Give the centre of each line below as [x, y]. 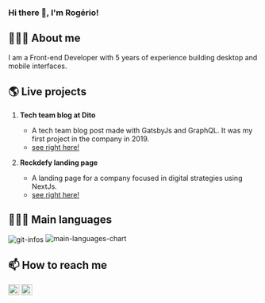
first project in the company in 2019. [90, 139]
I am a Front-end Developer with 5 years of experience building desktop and [133, 57]
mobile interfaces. [38, 66]
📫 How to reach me [58, 265]
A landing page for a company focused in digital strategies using [137, 178]
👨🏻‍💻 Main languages [60, 219]
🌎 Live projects [48, 92]
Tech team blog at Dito [58, 115]
